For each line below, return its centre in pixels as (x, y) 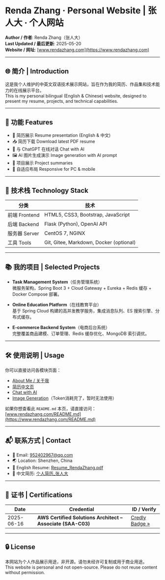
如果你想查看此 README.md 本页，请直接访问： (51, 409)
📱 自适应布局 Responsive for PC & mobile (54, 169)
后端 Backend (23, 224)
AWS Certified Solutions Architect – (80, 518)
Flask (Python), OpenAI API (75, 224)
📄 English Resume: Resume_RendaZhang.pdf (58, 467)
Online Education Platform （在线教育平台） (57, 305)
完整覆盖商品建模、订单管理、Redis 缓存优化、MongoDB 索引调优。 (81, 334)
